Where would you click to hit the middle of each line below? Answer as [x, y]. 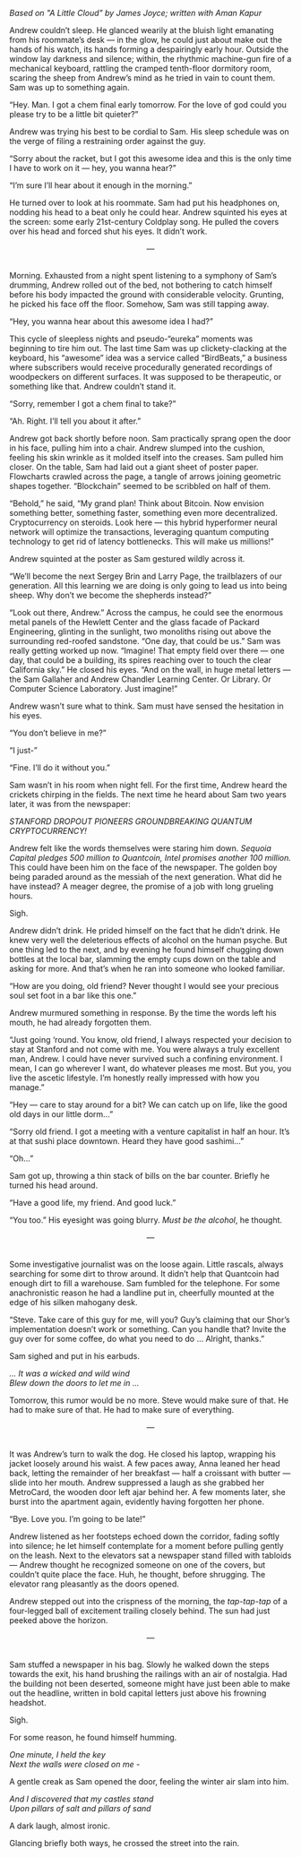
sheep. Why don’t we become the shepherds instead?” [111, 595]
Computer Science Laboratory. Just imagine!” [94, 688]
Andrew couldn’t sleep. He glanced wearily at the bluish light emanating [142, 30]
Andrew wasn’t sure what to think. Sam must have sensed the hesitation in [146, 706]
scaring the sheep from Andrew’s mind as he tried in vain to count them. [142, 78]
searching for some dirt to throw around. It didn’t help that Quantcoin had [144, 1274]
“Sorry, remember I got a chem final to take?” [93, 404]
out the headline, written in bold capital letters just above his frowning [138, 1693]
